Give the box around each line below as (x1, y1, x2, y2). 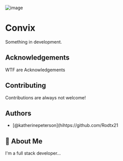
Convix (5, 23, 36, 34)
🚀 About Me (5, 137, 43, 145)
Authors (5, 109, 32, 117)
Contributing (5, 81, 46, 90)
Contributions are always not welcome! (5, 94, 86, 100)
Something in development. (5, 39, 62, 45)
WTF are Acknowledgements (5, 67, 65, 73)
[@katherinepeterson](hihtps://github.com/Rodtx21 (12, 122, 118, 128)
